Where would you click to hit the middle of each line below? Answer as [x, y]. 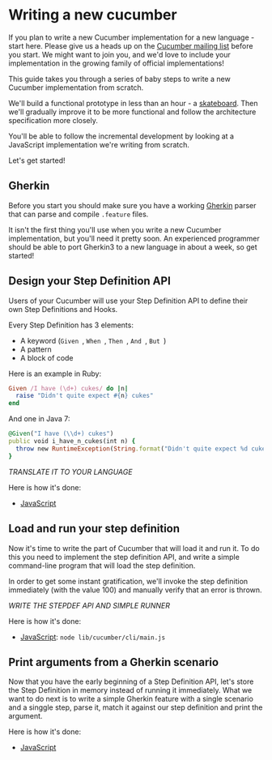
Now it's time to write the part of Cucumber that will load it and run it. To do [134, 548]
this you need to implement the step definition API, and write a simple [124, 557]
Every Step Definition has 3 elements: [71, 325]
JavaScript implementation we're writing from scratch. [99, 144]
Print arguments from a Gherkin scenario [114, 662]
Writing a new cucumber [93, 15]
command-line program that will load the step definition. [102, 566]
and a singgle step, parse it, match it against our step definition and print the [136, 707]
